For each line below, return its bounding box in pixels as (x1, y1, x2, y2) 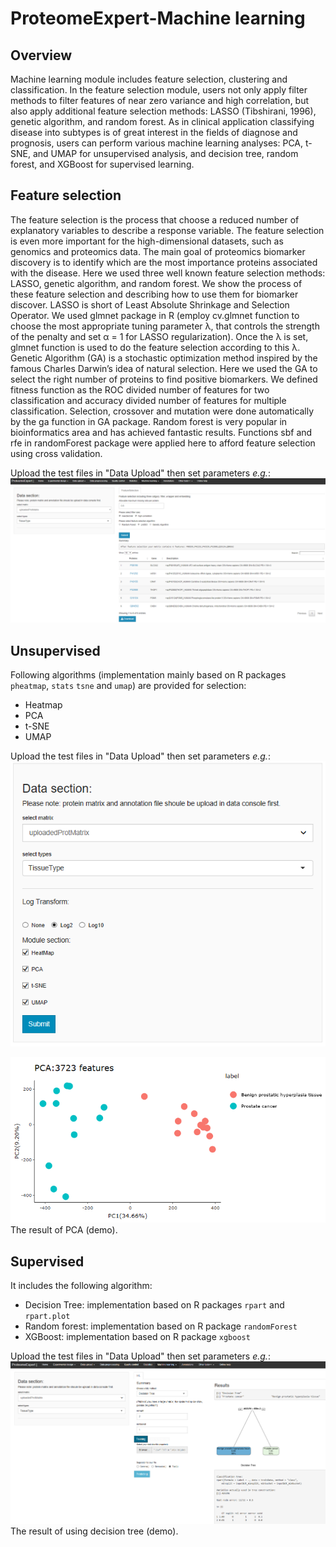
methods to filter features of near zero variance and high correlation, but (10, 95, 310, 106)
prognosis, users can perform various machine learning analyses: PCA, (10, 137, 304, 149)
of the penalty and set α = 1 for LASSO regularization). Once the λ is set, (10, 330, 309, 342)
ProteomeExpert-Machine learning (10, 7, 306, 30)
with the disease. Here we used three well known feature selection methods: (10, 267, 326, 279)
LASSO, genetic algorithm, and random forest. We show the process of (10, 277, 303, 289)
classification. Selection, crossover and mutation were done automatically (10, 405, 315, 417)
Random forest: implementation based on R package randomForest (24, 1320, 298, 1332)
